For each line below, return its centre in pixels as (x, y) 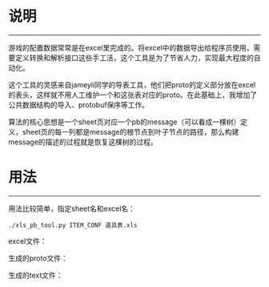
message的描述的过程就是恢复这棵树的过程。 (83, 142)
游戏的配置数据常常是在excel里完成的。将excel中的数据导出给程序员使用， (131, 47)
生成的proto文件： (38, 258)
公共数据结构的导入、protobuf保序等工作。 (79, 104)
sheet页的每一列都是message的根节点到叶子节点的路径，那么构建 (130, 131)
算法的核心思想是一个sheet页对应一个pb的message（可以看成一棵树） (124, 122)
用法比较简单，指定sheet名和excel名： (72, 208)
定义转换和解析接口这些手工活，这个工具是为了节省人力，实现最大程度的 (134, 58)
